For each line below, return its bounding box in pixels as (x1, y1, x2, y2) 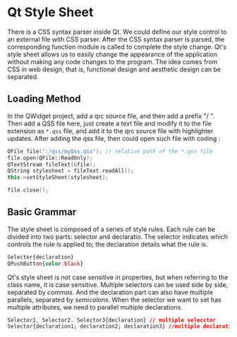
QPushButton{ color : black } (7, 260, 83, 267)
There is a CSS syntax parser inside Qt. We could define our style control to (7, 27, 227, 36)
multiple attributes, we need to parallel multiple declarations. (7, 302, 183, 311)
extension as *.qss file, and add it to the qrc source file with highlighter (7, 126, 214, 135)
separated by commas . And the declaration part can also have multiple (7, 288, 214, 296)
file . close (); (7, 187, 49, 194)
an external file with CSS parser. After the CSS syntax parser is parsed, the (7, 35, 225, 43)
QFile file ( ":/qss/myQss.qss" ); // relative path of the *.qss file (7, 147, 213, 155)
